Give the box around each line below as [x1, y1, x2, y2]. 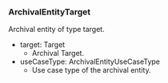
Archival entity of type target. [8, 25, 106, 34]
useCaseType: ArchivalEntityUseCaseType [19, 57, 160, 66]
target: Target [19, 40, 66, 49]
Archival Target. [31, 49, 85, 58]
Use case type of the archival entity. [31, 65, 151, 75]
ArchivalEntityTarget [8, 6, 91, 18]
